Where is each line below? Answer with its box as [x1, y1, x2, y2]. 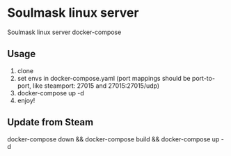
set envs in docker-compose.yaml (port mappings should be [17, 74, 191, 82]
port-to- [191, 74, 216, 82]
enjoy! [17, 96, 35, 104]
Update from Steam [7, 116, 94, 128]
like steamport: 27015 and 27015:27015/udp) [32, 81, 160, 90]
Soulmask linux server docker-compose [7, 28, 122, 36]
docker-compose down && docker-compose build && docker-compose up [7, 134, 220, 143]
